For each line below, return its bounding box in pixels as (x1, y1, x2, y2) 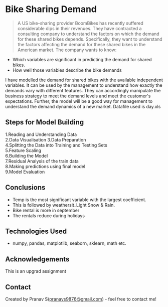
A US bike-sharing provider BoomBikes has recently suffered (17, 20, 144, 26)
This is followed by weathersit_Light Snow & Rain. (12, 202, 115, 208)
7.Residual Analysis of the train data (5, 158, 79, 164)
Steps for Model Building (5, 118, 84, 126)
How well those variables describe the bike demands (12, 67, 122, 73)
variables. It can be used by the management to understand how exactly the (5, 82, 162, 88)
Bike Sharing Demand (5, 4, 97, 15)
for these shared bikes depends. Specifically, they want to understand (17, 36, 162, 42)
